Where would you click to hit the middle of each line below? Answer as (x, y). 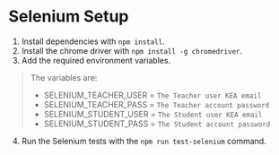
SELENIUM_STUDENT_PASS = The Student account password (157, 124)
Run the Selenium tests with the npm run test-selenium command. (144, 141)
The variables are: (64, 77)
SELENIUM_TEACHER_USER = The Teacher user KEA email (153, 95)
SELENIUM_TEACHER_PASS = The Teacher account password (157, 104)
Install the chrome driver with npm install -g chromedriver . (132, 50)
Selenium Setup (69, 17)
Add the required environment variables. (96, 60)
